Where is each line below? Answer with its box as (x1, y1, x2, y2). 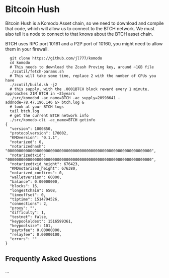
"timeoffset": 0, (10, 192, 46, 197)
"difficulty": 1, (10, 210, 46, 215)
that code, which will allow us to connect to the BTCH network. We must (5, 25, 155, 31)
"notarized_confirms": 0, (10, 170, 64, 175)
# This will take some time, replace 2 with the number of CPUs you (10, 73, 156, 79)
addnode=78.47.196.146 (5, 100, 53, 105)
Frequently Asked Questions (5, 254, 97, 263)
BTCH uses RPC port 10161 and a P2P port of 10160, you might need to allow (5, 40, 163, 46)
